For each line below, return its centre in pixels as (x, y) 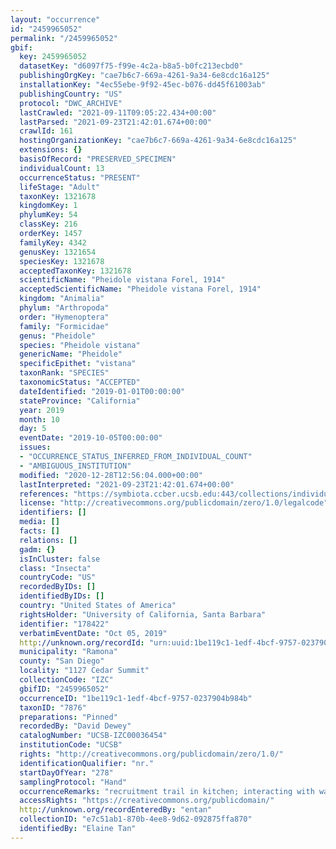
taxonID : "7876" (53, 707)
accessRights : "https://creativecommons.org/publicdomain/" (147, 801)
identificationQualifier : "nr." (87, 763)
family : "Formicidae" (64, 326)
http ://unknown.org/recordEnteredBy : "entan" (116, 810)
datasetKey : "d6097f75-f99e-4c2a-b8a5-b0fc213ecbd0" (131, 66)
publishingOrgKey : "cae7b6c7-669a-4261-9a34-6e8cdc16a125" (145, 76)
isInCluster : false (60, 559)
